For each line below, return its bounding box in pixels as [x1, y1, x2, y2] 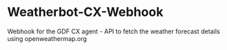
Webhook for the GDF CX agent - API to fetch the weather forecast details [7, 27, 220, 35]
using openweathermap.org [7, 34, 87, 42]
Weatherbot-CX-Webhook [7, 4, 164, 20]
